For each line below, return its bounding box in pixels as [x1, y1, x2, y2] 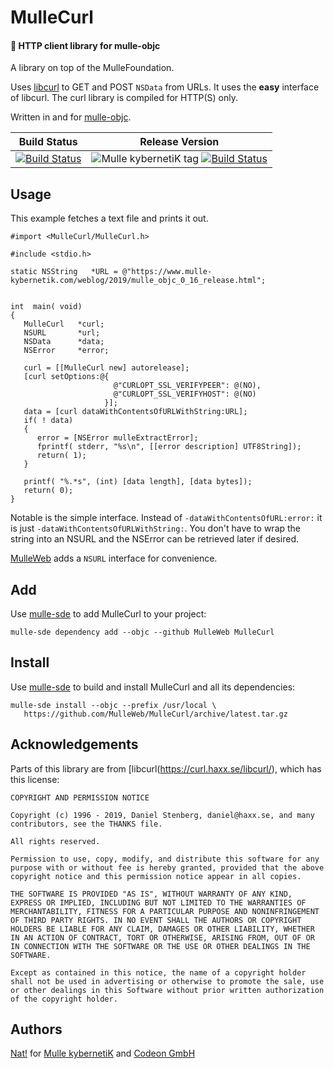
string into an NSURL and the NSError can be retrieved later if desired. [10, 533, 300, 545]
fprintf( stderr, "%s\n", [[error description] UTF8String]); [36, 442, 302, 452]
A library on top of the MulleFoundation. [10, 62, 175, 74]
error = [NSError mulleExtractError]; [36, 433, 199, 443]
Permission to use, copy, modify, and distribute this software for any [10, 854, 320, 864]
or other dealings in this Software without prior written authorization [10, 985, 325, 995]
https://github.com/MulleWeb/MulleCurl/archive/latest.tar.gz [23, 709, 288, 719]
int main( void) [10, 302, 83, 312]
